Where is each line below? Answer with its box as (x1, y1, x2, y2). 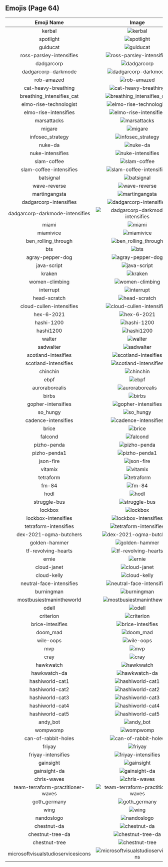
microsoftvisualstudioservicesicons (7, 850, 91, 857)
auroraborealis (32, 384, 66, 391)
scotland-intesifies (26, 351, 72, 358)
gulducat (38, 44, 60, 51)
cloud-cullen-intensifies (20, 303, 78, 310)
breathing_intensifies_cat (19, 92, 79, 99)
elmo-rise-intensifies (23, 109, 75, 116)
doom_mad (36, 629, 62, 636)
